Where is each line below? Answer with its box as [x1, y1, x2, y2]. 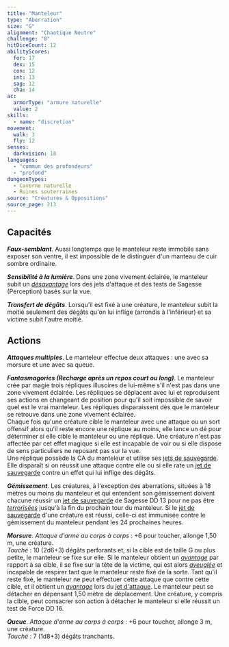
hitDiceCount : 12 [7, 42, 57, 49]
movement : [7, 125, 36, 132]
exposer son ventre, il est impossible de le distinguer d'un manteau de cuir [7, 252, 217, 260]
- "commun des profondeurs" [13, 162, 94, 170]
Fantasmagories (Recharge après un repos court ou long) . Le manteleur [7, 374, 215, 382]
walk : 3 [13, 131, 36, 138]
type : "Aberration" [7, 16, 63, 23]
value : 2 [13, 106, 38, 112]
